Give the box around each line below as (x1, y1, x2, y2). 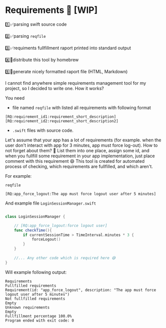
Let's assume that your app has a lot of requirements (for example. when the (5, 137, 162, 143)
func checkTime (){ (14, 227, 52, 233)
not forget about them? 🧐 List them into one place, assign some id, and (5, 147, 150, 153)
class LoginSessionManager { (5, 214, 65, 219)
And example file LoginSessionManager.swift (5, 200, 97, 206)
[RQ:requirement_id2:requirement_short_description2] (5, 118, 119, 123)
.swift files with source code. (12, 127, 74, 133)
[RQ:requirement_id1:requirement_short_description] (5, 114, 116, 119)
